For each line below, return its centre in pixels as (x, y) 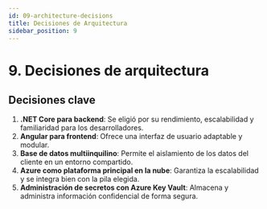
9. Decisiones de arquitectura (109, 70)
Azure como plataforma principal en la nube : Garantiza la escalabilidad (139, 170)
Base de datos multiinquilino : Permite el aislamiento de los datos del (134, 154)
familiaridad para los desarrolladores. (82, 128)
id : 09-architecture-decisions (61, 16)
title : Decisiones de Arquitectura (68, 23)
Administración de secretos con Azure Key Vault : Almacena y (124, 188)
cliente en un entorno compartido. (76, 162)
